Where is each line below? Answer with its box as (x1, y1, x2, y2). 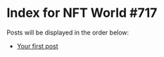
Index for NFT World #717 (6, 5, 158, 21)
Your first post (16, 42, 58, 50)
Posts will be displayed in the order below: (6, 28, 130, 37)
